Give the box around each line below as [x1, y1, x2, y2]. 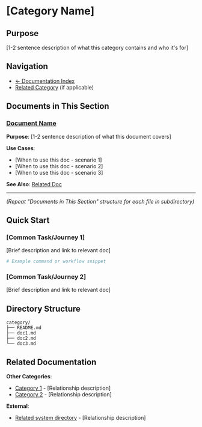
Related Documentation [6, 357, 97, 367]
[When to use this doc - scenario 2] [14, 162, 103, 169]
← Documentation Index [14, 77, 75, 85]
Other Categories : [6, 372, 52, 380]
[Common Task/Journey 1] [6, 233, 85, 241]
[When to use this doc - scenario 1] [14, 156, 102, 163]
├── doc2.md [6, 335, 36, 342]
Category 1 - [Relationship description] [14, 384, 111, 392]
